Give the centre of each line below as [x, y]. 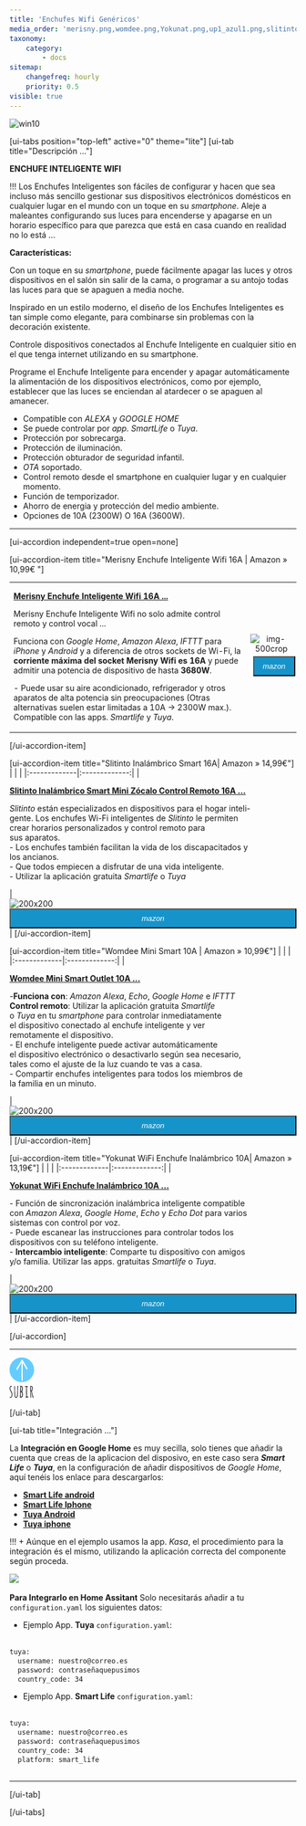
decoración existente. [50, 326]
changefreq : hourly [63, 78]
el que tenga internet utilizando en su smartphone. [104, 354]
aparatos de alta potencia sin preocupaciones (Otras [112, 698]
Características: [41, 252]
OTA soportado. [52, 467]
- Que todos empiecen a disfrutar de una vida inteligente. [117, 866]
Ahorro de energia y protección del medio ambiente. [121, 506]
